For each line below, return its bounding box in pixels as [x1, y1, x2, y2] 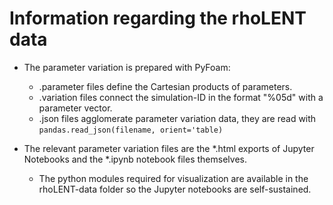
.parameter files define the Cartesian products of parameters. [38, 80, 293, 92]
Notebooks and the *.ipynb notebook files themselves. [23, 153, 247, 165]
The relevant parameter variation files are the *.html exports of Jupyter [23, 142, 315, 154]
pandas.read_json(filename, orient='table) [38, 125, 224, 135]
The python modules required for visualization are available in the [38, 172, 309, 184]
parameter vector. [38, 102, 113, 114]
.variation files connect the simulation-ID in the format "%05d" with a [38, 91, 324, 103]
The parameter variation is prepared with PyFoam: [23, 61, 231, 73]
